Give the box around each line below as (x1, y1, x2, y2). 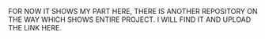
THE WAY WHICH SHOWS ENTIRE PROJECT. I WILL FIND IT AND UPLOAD (8, 15, 252, 24)
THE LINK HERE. (8, 23, 62, 32)
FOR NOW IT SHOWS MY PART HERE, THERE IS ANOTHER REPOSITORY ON (8, 7, 258, 16)
